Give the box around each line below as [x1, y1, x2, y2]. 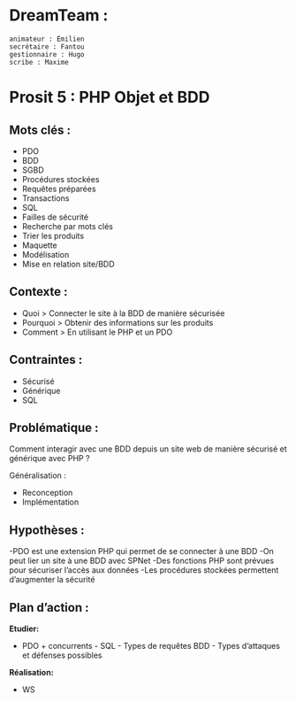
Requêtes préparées [21, 183, 96, 194]
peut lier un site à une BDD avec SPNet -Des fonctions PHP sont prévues [9, 555, 275, 567]
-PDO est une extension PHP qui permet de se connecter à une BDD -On [9, 546, 274, 557]
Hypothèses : [9, 522, 86, 537]
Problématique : [9, 420, 99, 435]
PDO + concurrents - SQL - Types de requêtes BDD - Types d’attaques [21, 641, 281, 651]
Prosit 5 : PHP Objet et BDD [9, 88, 210, 107]
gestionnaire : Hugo [9, 50, 86, 58]
